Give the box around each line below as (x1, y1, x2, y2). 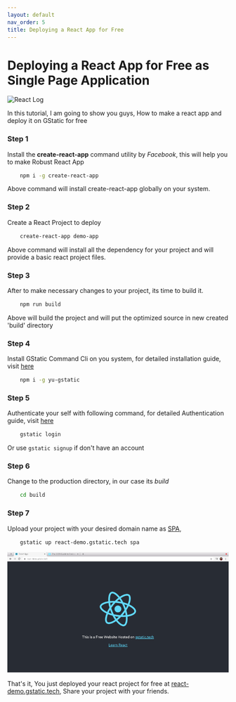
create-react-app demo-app (20, 233, 99, 240)
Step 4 (7, 338, 30, 348)
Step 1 (7, 134, 29, 144)
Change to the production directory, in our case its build (7, 477, 169, 486)
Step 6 (7, 461, 30, 471)
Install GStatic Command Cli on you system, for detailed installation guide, (7, 355, 221, 363)
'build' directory (7, 320, 53, 330)
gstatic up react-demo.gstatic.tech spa (20, 538, 140, 546)
